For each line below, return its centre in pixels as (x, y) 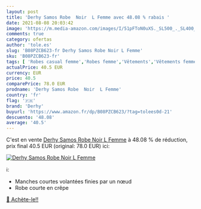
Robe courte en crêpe (42, 188)
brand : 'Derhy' (25, 106)
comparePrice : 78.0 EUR (36, 84)
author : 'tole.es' (29, 45)
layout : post (22, 12)
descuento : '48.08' (31, 117)
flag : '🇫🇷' (21, 100)
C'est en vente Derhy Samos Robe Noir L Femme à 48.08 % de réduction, (97, 140)
